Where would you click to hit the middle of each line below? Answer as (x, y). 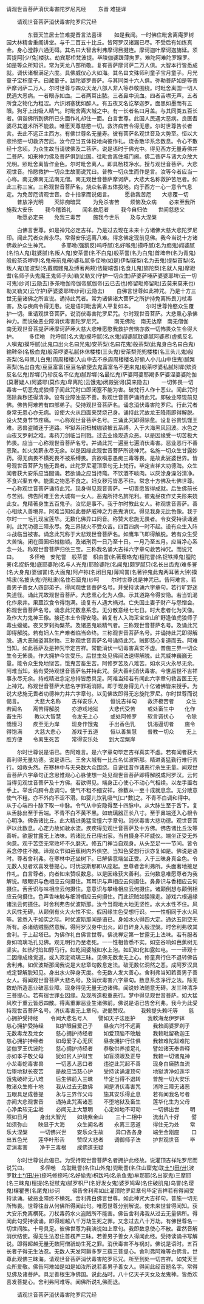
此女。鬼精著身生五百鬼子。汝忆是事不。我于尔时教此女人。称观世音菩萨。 (99, 504)
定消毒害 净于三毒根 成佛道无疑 (55, 1147)
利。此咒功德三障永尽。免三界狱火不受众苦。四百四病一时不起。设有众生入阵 (102, 526)
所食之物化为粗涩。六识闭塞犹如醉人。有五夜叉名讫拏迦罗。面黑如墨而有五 (99, 103)
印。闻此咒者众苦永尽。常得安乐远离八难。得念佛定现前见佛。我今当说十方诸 (102, 238)
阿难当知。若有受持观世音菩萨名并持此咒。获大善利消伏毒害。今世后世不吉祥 (102, 671)
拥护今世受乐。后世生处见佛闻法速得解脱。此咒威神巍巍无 (120, 656)
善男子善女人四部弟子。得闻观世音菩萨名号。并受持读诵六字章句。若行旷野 (99, 587)
